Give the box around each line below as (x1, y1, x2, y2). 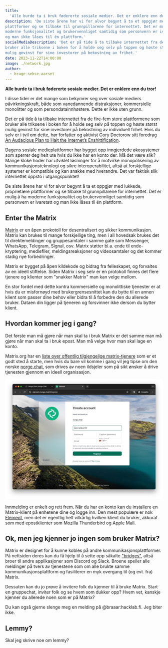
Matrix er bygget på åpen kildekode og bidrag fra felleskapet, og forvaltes (5, 263, 157, 269)
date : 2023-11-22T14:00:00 (5, 56, 61, 61)
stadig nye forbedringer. (5, 253, 55, 259)
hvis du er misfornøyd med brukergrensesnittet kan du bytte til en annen (5, 288, 154, 295)
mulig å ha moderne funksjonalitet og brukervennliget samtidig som (5, 194, 144, 200)
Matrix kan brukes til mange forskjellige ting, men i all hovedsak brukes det (5, 232, 159, 238)
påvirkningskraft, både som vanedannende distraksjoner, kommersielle (5, 101, 151, 107)
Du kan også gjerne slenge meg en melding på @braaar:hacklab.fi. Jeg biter (5, 604, 162, 610)
